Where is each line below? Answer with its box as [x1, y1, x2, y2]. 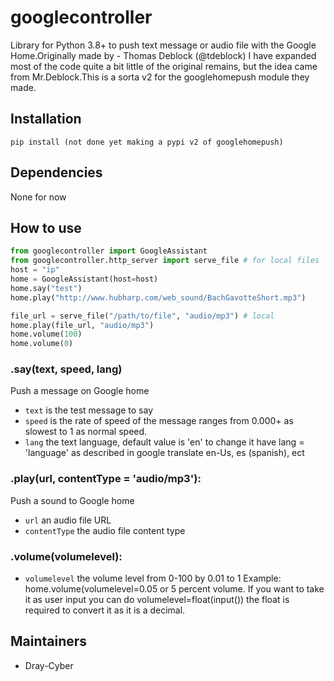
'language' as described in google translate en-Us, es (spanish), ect [24, 447, 305, 459]
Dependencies [10, 164, 103, 181]
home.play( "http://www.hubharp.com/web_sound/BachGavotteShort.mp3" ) [10, 292, 307, 303]
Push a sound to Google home [10, 494, 135, 506]
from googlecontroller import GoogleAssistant [10, 246, 208, 256]
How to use [10, 219, 82, 236]
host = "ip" [10, 265, 60, 275]
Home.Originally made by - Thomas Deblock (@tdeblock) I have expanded [10, 49, 317, 61]
